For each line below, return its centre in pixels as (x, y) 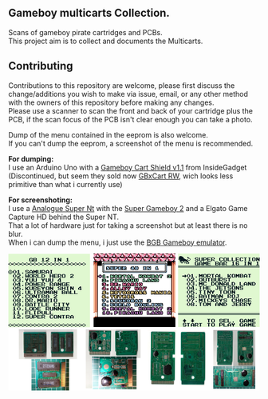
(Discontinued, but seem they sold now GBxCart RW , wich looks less (121, 176)
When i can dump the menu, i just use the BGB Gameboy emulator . (118, 242)
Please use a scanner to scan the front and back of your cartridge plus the (131, 110)
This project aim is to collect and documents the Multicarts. (106, 41)
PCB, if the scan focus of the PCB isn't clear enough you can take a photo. (130, 119)
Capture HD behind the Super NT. (64, 217)
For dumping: (31, 158)
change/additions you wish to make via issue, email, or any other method (128, 94)
